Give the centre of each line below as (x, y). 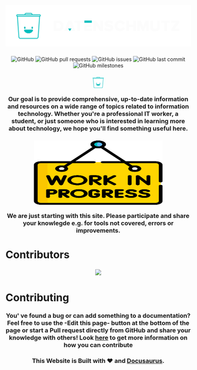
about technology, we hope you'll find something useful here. (98, 128)
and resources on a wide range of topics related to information (98, 106)
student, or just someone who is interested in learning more (98, 121)
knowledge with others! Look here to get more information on (98, 338)
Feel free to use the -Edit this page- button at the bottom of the (98, 323)
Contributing (37, 297)
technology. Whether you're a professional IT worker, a (98, 113)
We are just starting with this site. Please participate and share (98, 216)
